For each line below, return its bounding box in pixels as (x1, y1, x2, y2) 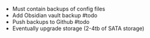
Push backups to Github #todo (12, 18, 90, 25)
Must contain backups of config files (12, 6, 106, 12)
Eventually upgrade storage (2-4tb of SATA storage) (12, 25, 144, 32)
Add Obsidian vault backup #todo (12, 12, 98, 19)
